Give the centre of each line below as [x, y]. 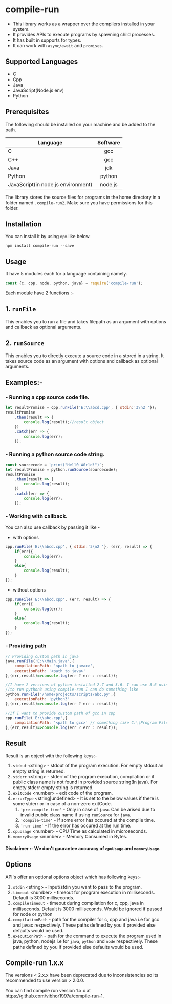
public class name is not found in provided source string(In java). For [85, 782]
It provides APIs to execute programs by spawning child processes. [84, 34]
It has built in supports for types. [47, 40]
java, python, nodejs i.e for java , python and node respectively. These [85, 941]
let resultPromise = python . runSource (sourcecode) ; [61, 470]
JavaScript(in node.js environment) [50, 184]
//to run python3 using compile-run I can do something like [72, 690]
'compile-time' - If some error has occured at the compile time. [88, 820]
